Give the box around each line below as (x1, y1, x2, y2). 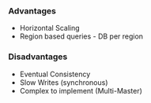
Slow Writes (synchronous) (19, 77, 108, 87)
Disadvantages (8, 51, 68, 62)
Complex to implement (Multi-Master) (19, 86, 142, 95)
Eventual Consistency (19, 69, 91, 79)
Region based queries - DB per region (19, 31, 144, 41)
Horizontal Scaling (19, 24, 81, 33)
